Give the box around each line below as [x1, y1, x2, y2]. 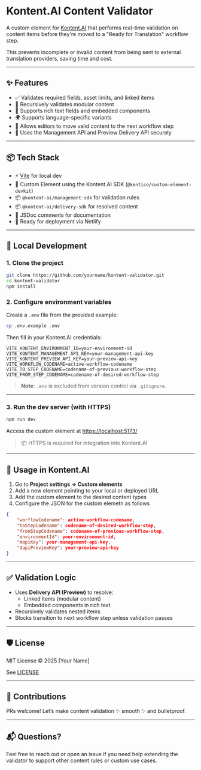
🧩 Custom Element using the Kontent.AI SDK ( [14, 180, 127, 187]
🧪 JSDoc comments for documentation [14, 211, 111, 219]
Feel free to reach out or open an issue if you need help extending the [6, 751, 178, 758]
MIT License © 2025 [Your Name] [6, 656, 90, 664]
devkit [14, 188, 32, 194]
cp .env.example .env [6, 323, 60, 329]
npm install [6, 283, 36, 290]
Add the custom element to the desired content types [14, 494, 147, 501]
